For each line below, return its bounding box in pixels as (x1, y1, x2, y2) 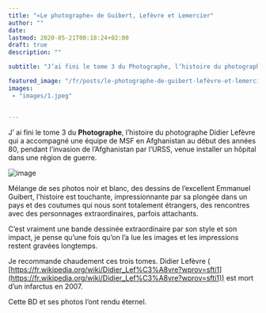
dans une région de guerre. (8, 152, 97, 162)
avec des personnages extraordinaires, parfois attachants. (8, 208, 199, 218)
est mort (226, 273, 254, 282)
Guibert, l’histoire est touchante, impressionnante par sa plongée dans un (8, 192, 248, 201)
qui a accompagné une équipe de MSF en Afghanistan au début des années (8, 136, 256, 145)
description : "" (8, 48, 62, 56)
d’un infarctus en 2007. (8, 281, 83, 291)
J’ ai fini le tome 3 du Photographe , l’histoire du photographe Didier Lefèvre (8, 128, 256, 137)
